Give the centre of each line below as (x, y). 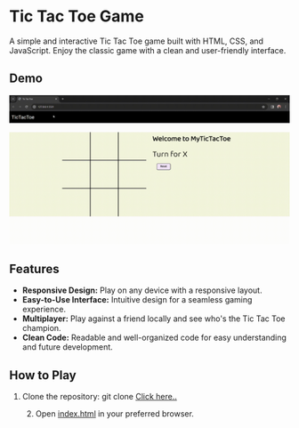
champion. (41, 328)
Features (34, 269)
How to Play (43, 375)
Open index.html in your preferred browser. (114, 414)
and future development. (67, 347)
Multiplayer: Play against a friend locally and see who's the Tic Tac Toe (154, 319)
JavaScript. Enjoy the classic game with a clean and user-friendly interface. (148, 50)
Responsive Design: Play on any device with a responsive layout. (142, 290)
